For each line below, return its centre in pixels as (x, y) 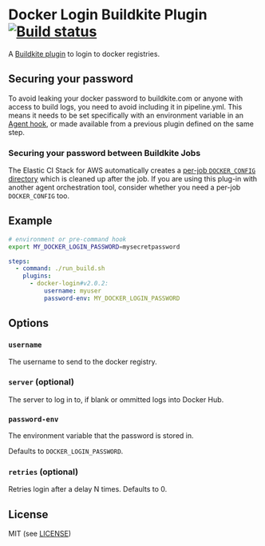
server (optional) (41, 382)
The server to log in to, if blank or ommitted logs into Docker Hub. (116, 399)
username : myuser (73, 291)
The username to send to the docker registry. (83, 361)
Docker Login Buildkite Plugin (108, 15)
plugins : (37, 276)
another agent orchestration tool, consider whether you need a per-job (125, 187)
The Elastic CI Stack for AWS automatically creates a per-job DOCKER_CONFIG (132, 170)
